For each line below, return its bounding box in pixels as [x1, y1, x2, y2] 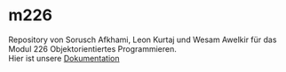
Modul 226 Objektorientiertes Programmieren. [8, 43, 177, 54]
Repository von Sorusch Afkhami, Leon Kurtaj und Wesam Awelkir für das [8, 34, 277, 45]
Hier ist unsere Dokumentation [8, 53, 121, 63]
